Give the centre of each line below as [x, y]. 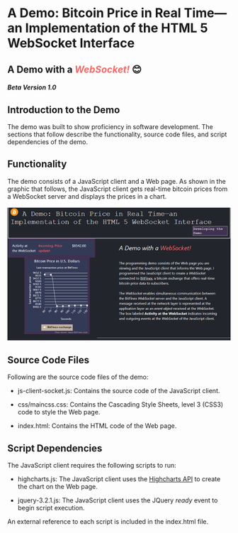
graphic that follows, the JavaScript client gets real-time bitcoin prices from [118, 189]
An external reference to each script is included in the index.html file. [108, 522]
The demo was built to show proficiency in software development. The [110, 126]
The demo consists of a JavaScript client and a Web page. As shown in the [117, 181]
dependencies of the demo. [48, 142]
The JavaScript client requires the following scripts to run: [92, 466]
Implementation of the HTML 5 [117, 28]
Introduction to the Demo [64, 110]
